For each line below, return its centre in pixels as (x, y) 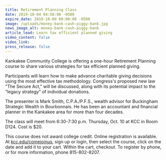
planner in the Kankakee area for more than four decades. (65, 112)
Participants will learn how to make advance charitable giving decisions (79, 76)
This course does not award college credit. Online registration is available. (81, 136)
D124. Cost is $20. (24, 127)
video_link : (17, 42)
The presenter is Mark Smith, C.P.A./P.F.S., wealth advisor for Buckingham (82, 101)
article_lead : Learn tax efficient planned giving (59, 33)
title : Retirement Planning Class (41, 10)
